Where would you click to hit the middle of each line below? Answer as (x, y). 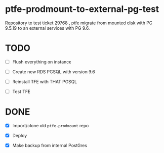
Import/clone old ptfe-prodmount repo (50, 126)
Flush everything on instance (42, 62)
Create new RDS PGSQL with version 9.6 (54, 72)
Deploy (20, 136)
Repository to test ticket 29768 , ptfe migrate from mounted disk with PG (79, 23)
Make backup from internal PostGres (50, 146)
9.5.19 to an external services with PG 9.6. (48, 28)
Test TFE (21, 92)
